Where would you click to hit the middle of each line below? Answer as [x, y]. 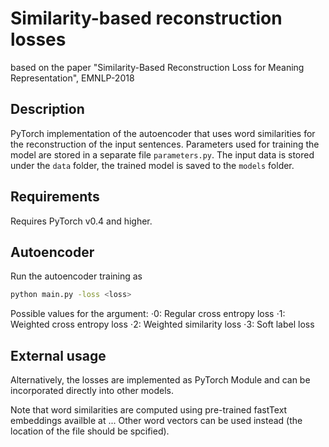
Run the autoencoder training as [76, 276]
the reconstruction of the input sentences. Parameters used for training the [165, 144]
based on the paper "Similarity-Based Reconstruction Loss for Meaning [157, 67]
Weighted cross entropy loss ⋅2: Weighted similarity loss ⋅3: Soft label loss [162, 324]
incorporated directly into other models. [92, 391]
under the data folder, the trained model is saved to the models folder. [152, 165]
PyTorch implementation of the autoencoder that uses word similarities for [163, 133]
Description [47, 109]
